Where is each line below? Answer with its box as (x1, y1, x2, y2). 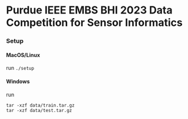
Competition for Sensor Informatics (6, 16, 183, 29)
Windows (6, 77, 30, 85)
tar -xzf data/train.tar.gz (6, 102, 75, 108)
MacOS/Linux (6, 51, 41, 59)
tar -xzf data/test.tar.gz (6, 107, 72, 113)
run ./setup (6, 64, 34, 72)
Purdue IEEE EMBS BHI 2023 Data (6, 4, 173, 17)
